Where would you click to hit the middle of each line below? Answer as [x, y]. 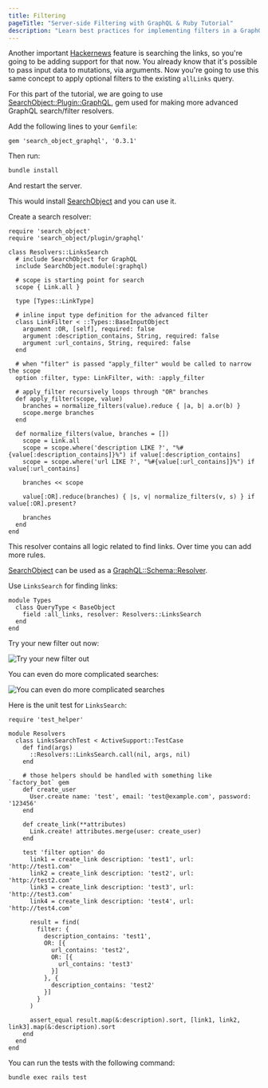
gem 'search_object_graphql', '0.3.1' [73, 141]
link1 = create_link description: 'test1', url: [112, 860]
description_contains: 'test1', [97, 936]
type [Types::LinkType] [55, 301]
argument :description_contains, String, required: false [121, 336]
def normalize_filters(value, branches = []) [93, 434]
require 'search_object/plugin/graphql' [77, 239]
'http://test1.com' [41, 867]
